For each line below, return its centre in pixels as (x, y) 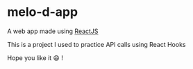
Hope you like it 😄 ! (35, 58)
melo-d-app (43, 12)
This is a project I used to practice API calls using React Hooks (96, 44)
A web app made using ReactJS (53, 31)
